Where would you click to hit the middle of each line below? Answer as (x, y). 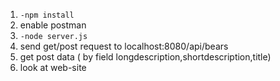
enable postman (53, 25)
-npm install (47, 15)
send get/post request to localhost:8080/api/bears (124, 46)
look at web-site (53, 67)
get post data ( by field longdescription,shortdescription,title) (145, 57)
